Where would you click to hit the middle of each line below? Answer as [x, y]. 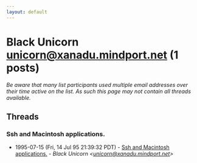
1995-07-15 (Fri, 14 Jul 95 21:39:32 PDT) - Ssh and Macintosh [92, 147]
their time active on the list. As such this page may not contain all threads [99, 91]
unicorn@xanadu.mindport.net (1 [92, 55]
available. [19, 97]
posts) [23, 68]
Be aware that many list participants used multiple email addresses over [97, 85]
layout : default [27, 12]
